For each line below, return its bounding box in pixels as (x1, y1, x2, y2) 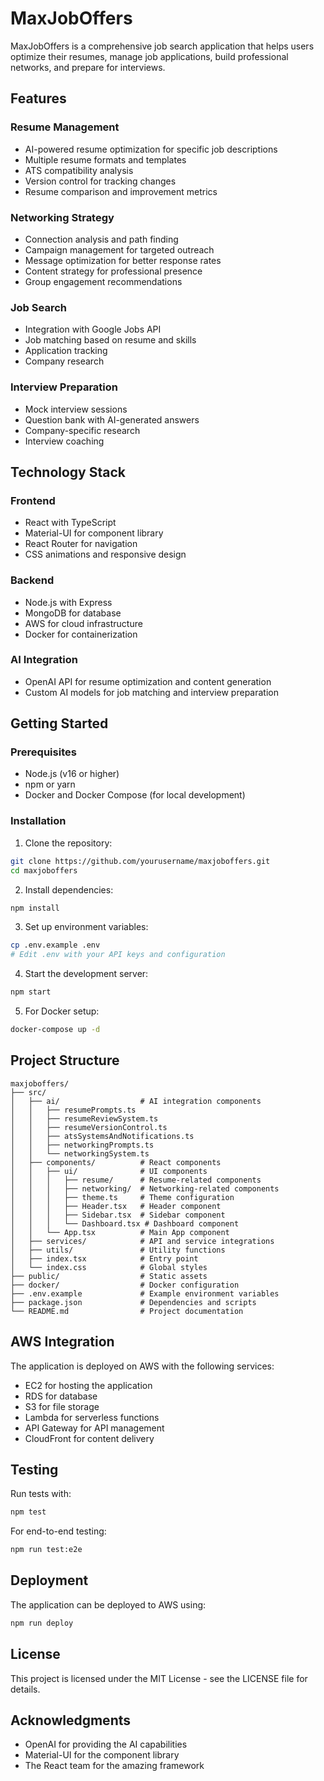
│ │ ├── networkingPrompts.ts (10, 1140, 155, 1150)
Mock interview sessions (24, 403, 128, 415)
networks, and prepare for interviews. (10, 61, 166, 73)
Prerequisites (10, 745, 77, 759)
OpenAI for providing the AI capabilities (24, 1738, 188, 1751)
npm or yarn (24, 778, 76, 791)
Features (10, 90, 67, 107)
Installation (10, 814, 67, 828)
